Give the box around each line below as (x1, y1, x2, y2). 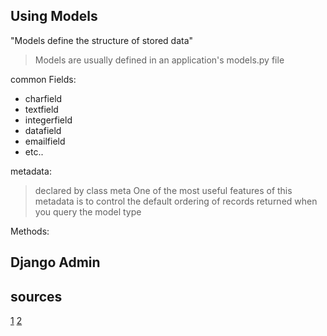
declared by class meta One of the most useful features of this (34, 184, 293, 196)
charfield (24, 92, 63, 104)
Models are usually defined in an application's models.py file (34, 54, 285, 66)
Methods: (10, 225, 50, 237)
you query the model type (34, 205, 142, 218)
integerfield (24, 114, 73, 126)
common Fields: (10, 73, 77, 85)
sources (10, 288, 63, 305)
